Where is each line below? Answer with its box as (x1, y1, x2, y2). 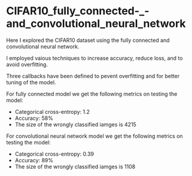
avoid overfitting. (6, 61, 48, 68)
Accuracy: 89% (14, 156, 54, 163)
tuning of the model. (6, 79, 56, 86)
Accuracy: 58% (14, 115, 54, 122)
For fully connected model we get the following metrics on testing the (6, 90, 178, 97)
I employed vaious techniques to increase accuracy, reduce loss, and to (6, 54, 183, 61)
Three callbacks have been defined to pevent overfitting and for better (6, 72, 180, 79)
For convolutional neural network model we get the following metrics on (6, 132, 184, 140)
